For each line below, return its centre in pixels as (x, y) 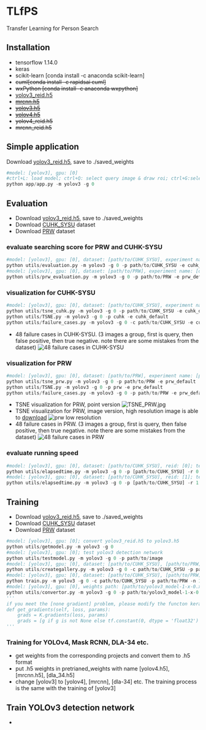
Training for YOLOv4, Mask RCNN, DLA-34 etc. (78, 642)
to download (31, 418)
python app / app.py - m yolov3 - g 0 (51, 184)
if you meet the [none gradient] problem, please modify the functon (97, 604)
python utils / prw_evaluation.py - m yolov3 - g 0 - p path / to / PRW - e (93, 277)
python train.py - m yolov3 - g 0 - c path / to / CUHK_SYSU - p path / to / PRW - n (101, 581)
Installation (28, 48)
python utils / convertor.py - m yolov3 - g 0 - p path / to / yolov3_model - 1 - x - (101, 592)
